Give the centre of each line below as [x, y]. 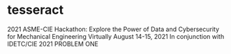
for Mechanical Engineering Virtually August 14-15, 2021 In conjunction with [116, 36]
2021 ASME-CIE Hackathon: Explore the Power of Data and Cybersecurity [113, 29]
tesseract [36, 10]
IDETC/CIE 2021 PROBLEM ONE [53, 44]
